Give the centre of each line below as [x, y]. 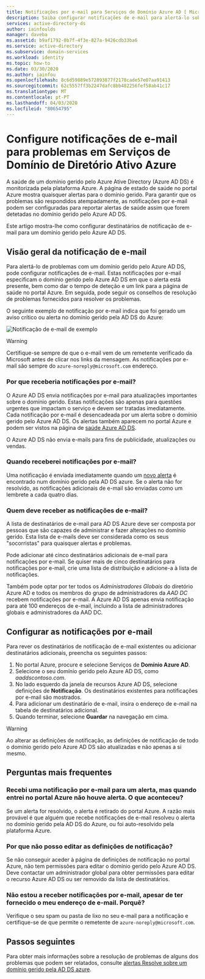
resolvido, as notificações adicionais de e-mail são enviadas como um [95, 488]
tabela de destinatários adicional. [57, 710]
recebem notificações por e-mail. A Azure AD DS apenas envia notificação [100, 599]
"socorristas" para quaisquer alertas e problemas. [69, 543]
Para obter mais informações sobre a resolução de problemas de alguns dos [103, 956]
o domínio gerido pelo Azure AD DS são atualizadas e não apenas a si [94, 747]
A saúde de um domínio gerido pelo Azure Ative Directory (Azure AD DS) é [100, 182]
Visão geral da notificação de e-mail [77, 252]
